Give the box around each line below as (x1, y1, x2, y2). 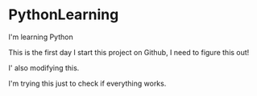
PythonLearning (8, 6, 119, 24)
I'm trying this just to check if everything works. (8, 78, 167, 88)
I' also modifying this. (8, 62, 80, 73)
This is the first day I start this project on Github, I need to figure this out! (8, 47, 250, 57)
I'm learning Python (8, 32, 74, 42)
